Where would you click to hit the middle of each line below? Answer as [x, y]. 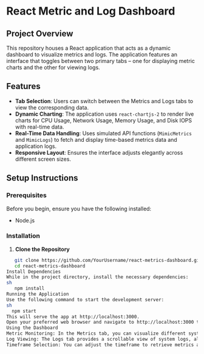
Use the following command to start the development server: [85, 299]
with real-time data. [39, 127]
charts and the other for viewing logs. [53, 67]
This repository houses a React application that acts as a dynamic [89, 48]
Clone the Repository [42, 249]
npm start [24, 311]
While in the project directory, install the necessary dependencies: [97, 277]
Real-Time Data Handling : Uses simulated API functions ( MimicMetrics [104, 133]
